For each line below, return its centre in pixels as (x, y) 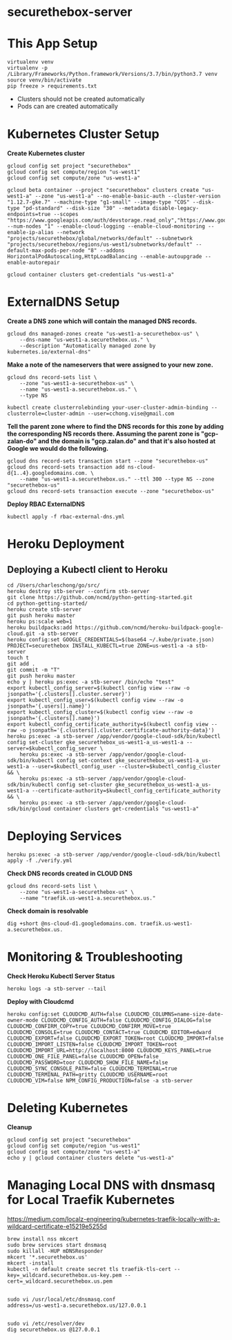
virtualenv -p (28, 68)
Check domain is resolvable (48, 911)
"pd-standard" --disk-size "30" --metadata (86, 208)
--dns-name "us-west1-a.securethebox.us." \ (85, 340)
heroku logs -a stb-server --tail (57, 989)
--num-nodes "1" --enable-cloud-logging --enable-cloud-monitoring (106, 226)
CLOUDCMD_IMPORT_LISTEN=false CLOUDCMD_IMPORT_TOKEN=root (92, 1044)
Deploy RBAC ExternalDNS (46, 504)
